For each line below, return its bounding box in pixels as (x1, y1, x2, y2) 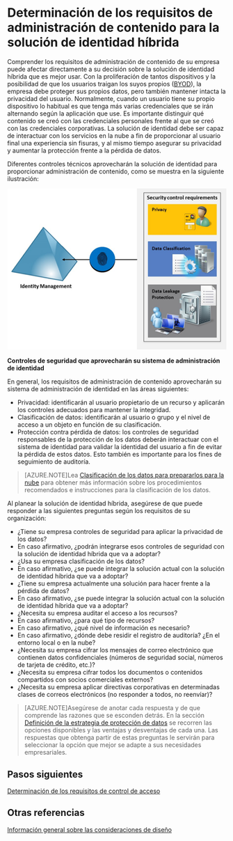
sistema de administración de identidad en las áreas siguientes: (7, 385, 189, 393)
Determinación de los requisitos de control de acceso (7, 787, 161, 795)
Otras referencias (7, 807, 85, 819)
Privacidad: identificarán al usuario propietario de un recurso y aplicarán (17, 398, 225, 407)
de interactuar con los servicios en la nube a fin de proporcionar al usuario (7, 131, 221, 140)
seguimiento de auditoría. (17, 457, 90, 466)
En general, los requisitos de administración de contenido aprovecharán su (7, 377, 222, 386)
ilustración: (7, 174, 40, 182)
